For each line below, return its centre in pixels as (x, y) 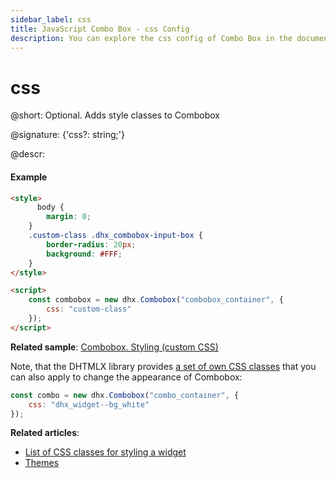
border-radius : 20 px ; (91, 244)
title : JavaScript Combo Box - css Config (100, 29)
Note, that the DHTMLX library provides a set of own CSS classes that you (163, 366)
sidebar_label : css (51, 19)
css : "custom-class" (89, 309)
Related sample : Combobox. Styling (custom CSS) (114, 347)
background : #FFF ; (84, 254)
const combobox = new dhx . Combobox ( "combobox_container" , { (156, 300)
